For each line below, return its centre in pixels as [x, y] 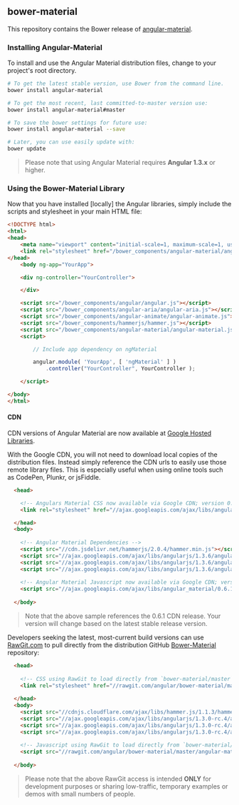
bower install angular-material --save [67, 129]
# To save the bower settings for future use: [78, 123]
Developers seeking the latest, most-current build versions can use [106, 637]
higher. [35, 170]
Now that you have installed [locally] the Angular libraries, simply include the [119, 204]
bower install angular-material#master [67, 110]
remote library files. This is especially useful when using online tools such [115, 470]
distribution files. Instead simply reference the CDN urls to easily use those [117, 462]
